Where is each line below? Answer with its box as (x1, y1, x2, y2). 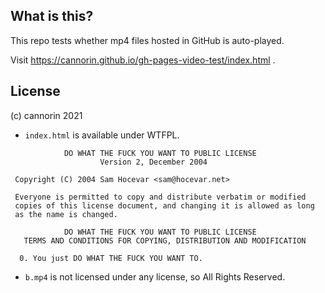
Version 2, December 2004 (99, 157, 208, 167)
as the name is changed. (14, 209, 118, 219)
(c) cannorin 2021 (10, 109, 83, 121)
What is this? (10, 8, 94, 25)
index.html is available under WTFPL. (24, 129, 180, 141)
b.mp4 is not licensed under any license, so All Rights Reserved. (24, 270, 286, 283)
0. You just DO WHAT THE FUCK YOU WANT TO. (19, 253, 203, 263)
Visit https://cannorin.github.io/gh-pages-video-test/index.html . (10, 54, 276, 66)
